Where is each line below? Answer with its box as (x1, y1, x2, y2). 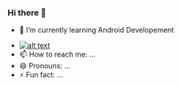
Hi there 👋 (7, 7, 47, 18)
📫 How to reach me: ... (18, 49, 96, 59)
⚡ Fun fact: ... (18, 70, 63, 80)
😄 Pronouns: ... (18, 61, 71, 71)
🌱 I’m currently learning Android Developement (18, 25, 175, 35)
